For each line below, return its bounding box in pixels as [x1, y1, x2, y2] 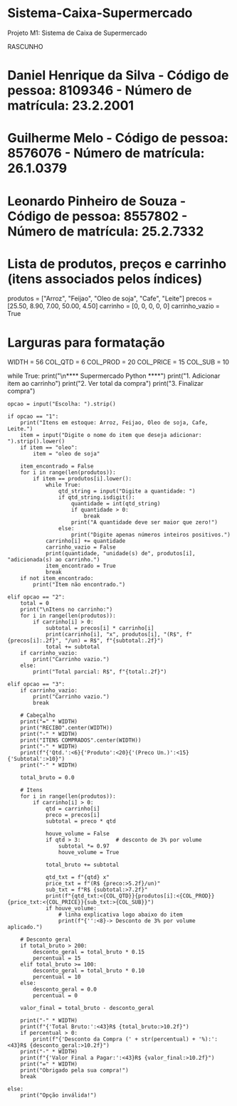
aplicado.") [7, 924, 43, 931]
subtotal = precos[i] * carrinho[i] [45, 625, 154, 632]
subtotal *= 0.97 [58, 843, 110, 850]
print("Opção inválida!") [20, 1092, 98, 1099]
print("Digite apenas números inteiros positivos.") [70, 532, 231, 539]
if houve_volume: [45, 905, 98, 912]
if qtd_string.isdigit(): [58, 494, 135, 501]
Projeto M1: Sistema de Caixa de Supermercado [7, 28, 147, 37]
